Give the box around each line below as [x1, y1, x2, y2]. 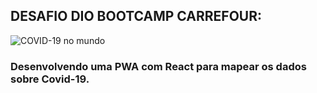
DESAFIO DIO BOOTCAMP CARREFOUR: [10, 8, 263, 25]
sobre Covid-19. [10, 72, 90, 86]
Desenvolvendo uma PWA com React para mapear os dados [10, 59, 307, 73]
